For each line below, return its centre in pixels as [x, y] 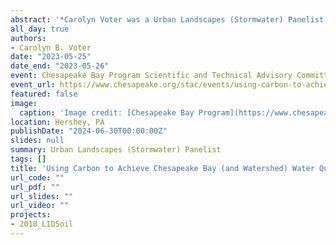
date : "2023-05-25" [51, 57]
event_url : [33, 85]
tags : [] [28, 159]
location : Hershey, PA [57, 122]
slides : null [37, 141]
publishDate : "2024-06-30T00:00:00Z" [89, 131]
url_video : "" [40, 206]
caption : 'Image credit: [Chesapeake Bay [107, 112]
